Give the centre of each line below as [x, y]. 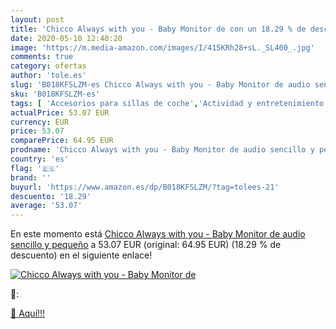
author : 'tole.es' [48, 76]
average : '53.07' [46, 206]
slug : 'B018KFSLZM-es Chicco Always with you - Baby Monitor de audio [160, 85]
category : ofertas [48, 66]
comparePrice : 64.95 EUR [62, 141]
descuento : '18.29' [51, 196]
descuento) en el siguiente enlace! [81, 255]
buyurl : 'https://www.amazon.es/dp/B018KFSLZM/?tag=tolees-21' [145, 187]
